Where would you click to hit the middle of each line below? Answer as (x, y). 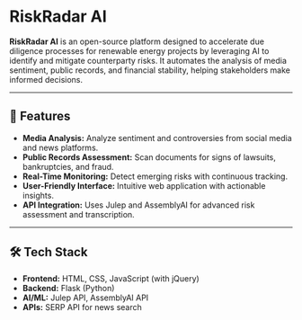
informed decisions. (46, 79)
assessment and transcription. (78, 214)
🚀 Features (40, 116)
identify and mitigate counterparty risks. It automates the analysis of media (148, 60)
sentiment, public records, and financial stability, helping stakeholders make (150, 70)
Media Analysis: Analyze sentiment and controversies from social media (157, 138)
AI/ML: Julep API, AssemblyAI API (85, 298)
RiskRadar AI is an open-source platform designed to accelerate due (137, 41)
